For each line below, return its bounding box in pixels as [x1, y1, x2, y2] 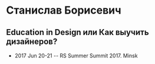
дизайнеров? [6, 36, 58, 46]
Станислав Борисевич [6, 4, 122, 17]
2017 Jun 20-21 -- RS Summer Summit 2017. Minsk [14, 52, 138, 59]
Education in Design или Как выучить [6, 27, 149, 37]
